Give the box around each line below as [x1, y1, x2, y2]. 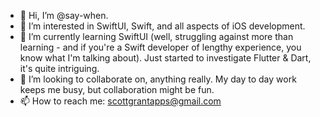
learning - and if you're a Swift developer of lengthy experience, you [19, 41, 302, 53]
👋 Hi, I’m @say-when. [19, 10, 109, 21]
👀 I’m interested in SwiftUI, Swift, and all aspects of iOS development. [19, 20, 306, 32]
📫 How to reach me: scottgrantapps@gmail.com [19, 95, 222, 107]
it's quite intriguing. [19, 63, 100, 74]
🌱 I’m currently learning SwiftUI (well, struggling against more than [19, 31, 294, 42]
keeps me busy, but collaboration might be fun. [19, 84, 215, 95]
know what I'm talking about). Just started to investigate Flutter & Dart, [19, 52, 312, 64]
